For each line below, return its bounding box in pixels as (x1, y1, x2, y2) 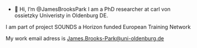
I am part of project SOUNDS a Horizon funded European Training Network (5, 24, 191, 30)
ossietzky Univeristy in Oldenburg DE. (14, 12, 109, 19)
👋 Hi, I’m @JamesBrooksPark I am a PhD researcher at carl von (14, 6, 171, 12)
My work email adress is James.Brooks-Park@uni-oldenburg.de (5, 35, 165, 41)
